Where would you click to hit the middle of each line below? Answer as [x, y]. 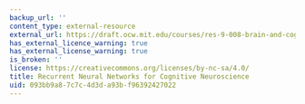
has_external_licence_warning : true [79, 43]
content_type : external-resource [73, 26]
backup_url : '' [38, 18]
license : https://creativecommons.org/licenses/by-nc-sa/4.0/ [129, 69]
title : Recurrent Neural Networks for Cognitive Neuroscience [129, 77]
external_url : [36, 34]
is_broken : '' [36, 60]
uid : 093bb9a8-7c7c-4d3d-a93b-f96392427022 [93, 85]
